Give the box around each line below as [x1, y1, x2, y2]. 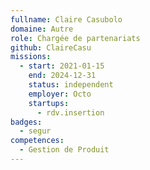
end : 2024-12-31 [28, 71, 97, 81]
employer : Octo [28, 89, 92, 99]
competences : [10, 136, 65, 146]
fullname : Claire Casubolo [10, 14, 123, 25]
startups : [28, 98, 70, 108]
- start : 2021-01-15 [19, 61, 105, 71]
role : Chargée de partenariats [10, 33, 141, 43]
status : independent [28, 80, 114, 90]
